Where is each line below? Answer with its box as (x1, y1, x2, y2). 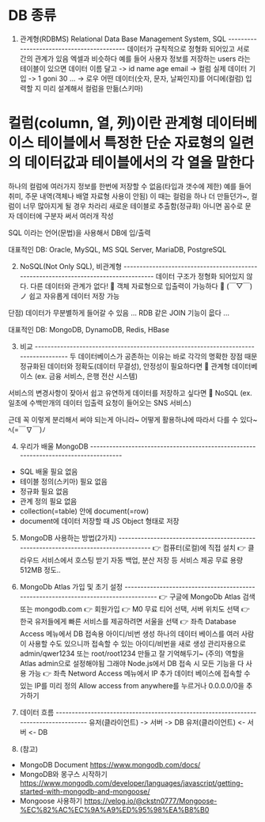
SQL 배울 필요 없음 (19, 467, 78, 476)
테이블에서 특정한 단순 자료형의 (36, 134, 225, 152)
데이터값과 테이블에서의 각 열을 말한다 (24, 154, 255, 172)
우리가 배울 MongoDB (19, 441, 89, 451)
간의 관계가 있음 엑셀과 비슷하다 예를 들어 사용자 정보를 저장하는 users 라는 (19, 54, 251, 63)
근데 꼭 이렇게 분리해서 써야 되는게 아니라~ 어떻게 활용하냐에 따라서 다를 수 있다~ (8, 415, 258, 424)
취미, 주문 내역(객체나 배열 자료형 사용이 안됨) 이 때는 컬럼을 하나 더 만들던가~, (8, 191, 249, 201)
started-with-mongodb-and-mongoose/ (19, 786, 150, 796)
